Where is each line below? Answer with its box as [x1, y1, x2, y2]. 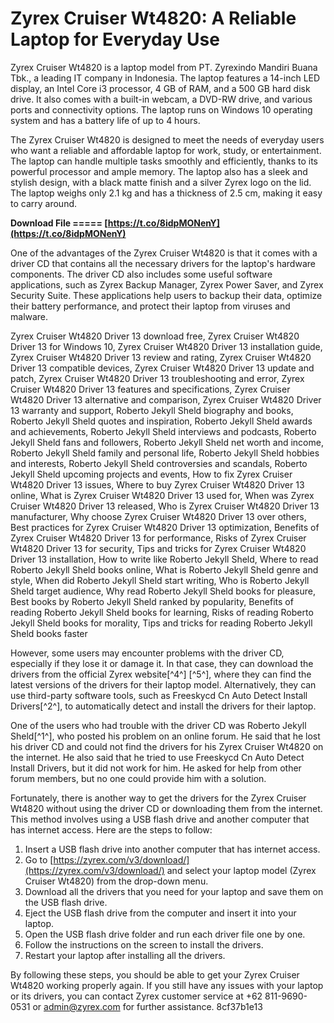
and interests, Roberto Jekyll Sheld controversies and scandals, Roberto [10, 457, 308, 469]
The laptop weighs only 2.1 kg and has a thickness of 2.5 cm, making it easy [10, 187, 323, 199]
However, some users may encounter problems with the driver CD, [10, 647, 285, 659]
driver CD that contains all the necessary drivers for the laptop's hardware [10, 257, 316, 269]
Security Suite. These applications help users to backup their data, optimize [10, 289, 323, 301]
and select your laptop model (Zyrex [166, 864, 317, 876]
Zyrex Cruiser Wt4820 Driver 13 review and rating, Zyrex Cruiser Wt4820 [10, 351, 312, 363]
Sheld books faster [10, 627, 88, 639]
